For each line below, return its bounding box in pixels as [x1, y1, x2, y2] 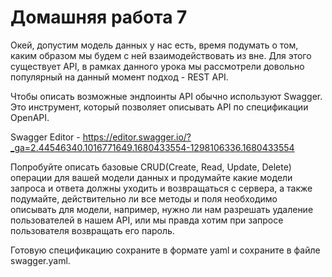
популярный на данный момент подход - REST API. [10, 71, 229, 83]
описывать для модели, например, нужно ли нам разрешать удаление [10, 203, 314, 215]
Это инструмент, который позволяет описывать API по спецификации [10, 101, 309, 113]
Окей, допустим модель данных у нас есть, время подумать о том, [10, 39, 299, 51]
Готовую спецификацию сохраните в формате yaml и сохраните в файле [10, 244, 321, 256]
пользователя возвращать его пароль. [10, 224, 175, 236]
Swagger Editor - [10, 131, 81, 143]
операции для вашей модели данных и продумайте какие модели [10, 171, 293, 183]
